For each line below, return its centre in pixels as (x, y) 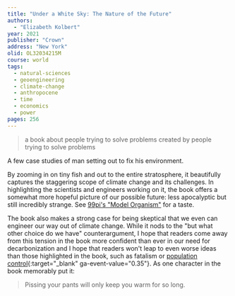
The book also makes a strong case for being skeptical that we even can (113, 218)
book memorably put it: (41, 271)
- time (23, 100)
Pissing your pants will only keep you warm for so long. (105, 285)
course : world (28, 60)
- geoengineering (39, 80)
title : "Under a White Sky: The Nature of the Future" (90, 14)
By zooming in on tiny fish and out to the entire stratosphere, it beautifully (114, 174)
